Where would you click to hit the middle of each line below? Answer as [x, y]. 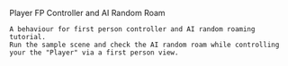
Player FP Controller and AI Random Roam [87, 13]
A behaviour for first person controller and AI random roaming [132, 29]
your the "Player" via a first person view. [94, 53]
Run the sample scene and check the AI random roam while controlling [144, 45]
